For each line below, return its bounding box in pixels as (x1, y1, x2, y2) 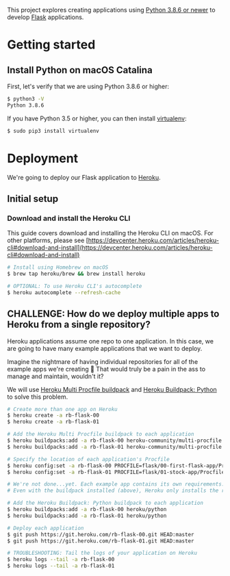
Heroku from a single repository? (7, 319, 151, 330)
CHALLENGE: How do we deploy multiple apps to (7, 308, 220, 320)
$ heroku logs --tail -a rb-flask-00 (7, 556, 115, 563)
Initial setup (7, 193, 59, 205)
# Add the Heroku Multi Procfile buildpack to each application (7, 431, 194, 438)
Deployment (7, 150, 79, 166)
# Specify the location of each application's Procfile (7, 456, 170, 462)
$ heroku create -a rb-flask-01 (7, 419, 99, 426)
